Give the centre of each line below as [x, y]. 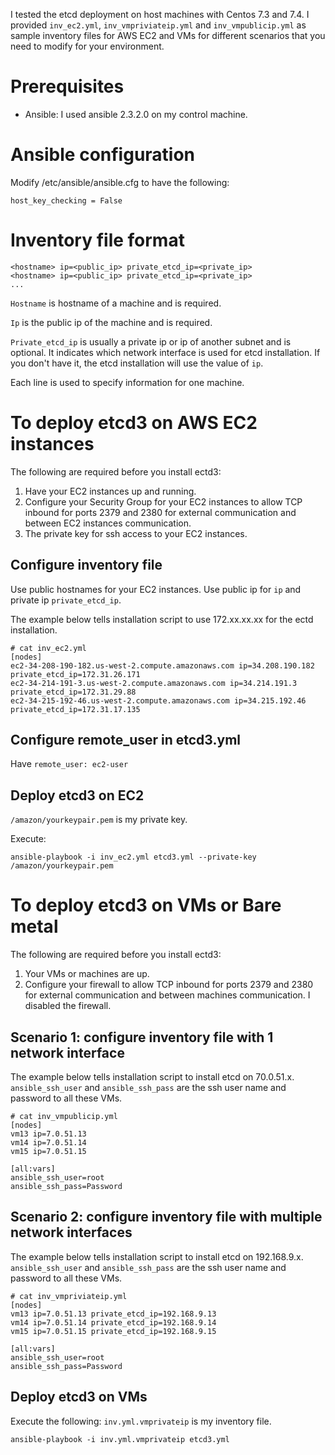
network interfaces [71, 1232]
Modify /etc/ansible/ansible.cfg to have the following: [120, 182]
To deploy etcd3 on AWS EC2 [134, 423]
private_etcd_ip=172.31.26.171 [75, 674]
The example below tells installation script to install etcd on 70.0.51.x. [152, 1076]
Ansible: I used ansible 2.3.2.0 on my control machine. [136, 114]
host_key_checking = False [66, 200]
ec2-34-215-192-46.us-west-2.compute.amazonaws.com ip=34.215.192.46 [158, 700]
